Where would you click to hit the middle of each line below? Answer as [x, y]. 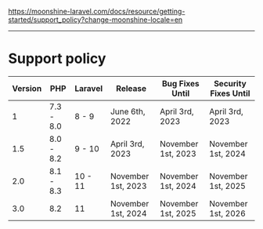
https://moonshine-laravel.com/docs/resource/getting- [97, 11]
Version [27, 88]
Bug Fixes [180, 83]
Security [230, 83]
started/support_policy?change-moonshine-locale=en [95, 20]
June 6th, [128, 111]
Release [131, 88]
